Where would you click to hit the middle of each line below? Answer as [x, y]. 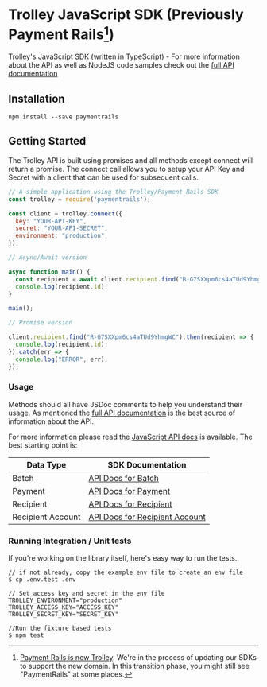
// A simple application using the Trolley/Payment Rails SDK [113, 192]
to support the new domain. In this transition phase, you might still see [135, 666]
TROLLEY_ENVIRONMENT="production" [66, 601]
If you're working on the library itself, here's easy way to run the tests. [123, 558]
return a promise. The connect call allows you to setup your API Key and [126, 169]
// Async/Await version [48, 258]
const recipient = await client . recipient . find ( [97, 279]
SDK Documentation [147, 464]
